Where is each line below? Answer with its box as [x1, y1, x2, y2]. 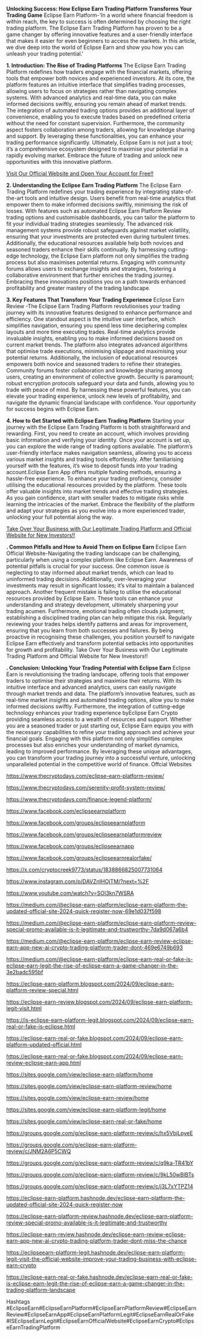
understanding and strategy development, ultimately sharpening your [6, 601, 179, 608]
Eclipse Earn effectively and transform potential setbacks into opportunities [6, 640, 194, 646]
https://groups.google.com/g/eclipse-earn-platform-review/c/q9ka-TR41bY [6, 1159, 194, 1166]
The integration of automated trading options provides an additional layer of [6, 107, 195, 114]
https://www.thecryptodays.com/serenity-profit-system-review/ [6, 784, 166, 791]
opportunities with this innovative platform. [6, 158, 113, 165]
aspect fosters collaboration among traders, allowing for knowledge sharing [6, 126, 195, 133]
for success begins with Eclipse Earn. [6, 405, 100, 412]
